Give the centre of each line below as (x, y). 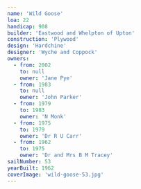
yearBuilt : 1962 (31, 168)
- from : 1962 (32, 143)
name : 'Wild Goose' (35, 13)
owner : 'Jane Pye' (46, 78)
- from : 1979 (32, 104)
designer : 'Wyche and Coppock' (52, 53)
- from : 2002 (32, 65)
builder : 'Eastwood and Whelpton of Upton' (71, 33)
